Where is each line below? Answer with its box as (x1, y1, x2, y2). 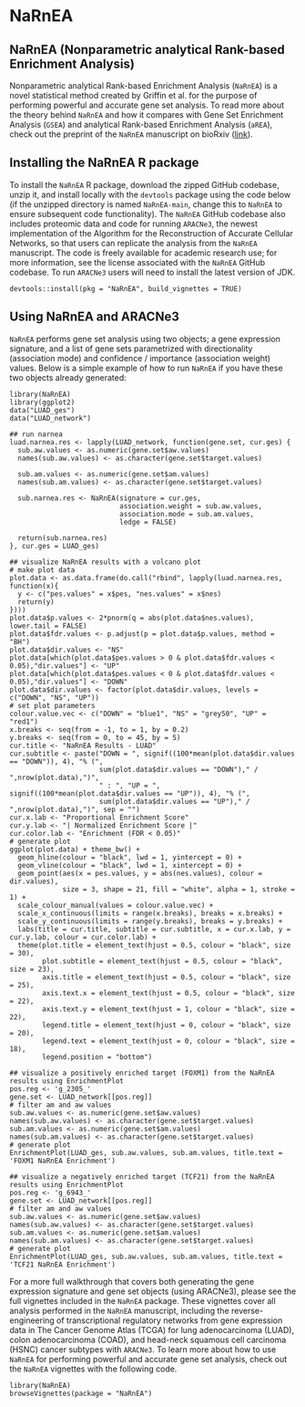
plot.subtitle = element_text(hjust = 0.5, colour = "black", (42, 956, 283, 965)
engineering (9, 1315, 55, 1326)
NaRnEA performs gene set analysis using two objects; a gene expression (9, 333, 280, 344)
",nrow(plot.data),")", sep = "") (9, 805, 141, 814)
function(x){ (9, 581, 59, 590)
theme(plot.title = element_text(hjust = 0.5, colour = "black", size (17, 941, 291, 950)
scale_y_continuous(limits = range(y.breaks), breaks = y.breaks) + (17, 916, 283, 926)
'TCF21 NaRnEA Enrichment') (9, 1260, 117, 1269)
